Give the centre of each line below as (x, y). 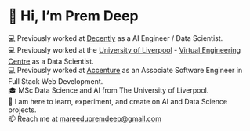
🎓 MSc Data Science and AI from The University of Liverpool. (109, 90)
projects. (22, 110)
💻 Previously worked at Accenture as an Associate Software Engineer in (125, 70)
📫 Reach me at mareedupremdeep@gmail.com (85, 118)
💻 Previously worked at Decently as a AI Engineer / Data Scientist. (116, 38)
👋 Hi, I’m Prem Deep (73, 16)
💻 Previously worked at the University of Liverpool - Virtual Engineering (125, 49)
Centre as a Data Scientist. (51, 61)
